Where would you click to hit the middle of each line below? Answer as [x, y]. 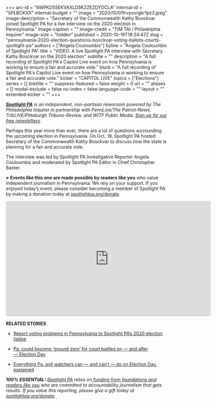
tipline [20, 339]
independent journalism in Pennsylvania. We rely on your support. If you [82, 183]
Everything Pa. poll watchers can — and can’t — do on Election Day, [85, 364]
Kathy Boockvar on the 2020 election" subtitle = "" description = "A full [81, 56]
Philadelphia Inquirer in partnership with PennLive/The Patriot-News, [79, 110]
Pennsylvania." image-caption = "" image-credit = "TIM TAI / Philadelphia [83, 29]
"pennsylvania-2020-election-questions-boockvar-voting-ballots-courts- [83, 40]
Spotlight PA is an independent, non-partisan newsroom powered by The [83, 104]
